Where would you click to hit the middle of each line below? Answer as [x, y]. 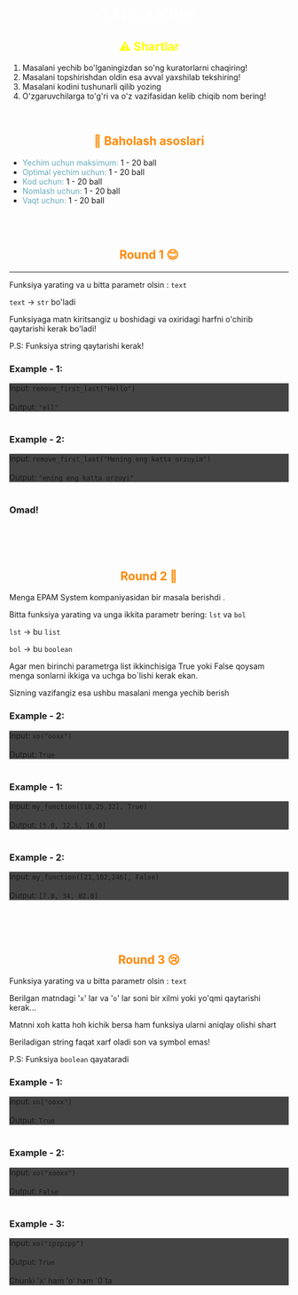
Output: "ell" [34, 407]
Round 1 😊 [149, 255]
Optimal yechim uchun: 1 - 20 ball [83, 171]
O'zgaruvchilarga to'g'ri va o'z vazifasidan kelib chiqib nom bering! [144, 96]
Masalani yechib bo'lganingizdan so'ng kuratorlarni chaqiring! [135, 68]
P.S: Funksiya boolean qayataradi [69, 1060]
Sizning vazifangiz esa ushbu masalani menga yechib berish [119, 693]
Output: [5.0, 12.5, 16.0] [58, 824]
